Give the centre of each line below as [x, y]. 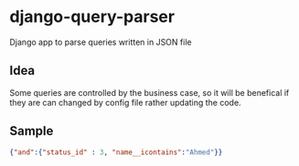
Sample [32, 131]
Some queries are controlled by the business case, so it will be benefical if [149, 92]
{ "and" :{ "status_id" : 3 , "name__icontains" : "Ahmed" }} [116, 152]
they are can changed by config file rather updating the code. [125, 102]
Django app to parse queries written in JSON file [101, 42]
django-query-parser [92, 17]
